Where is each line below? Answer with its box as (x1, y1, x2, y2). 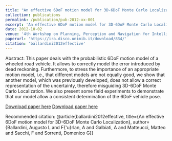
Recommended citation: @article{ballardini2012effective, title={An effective (5, 113, 164, 119)
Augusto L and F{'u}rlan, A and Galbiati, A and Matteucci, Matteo (29, 124, 166, 130)
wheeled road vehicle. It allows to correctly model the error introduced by (5, 60, 161, 67)
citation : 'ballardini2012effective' (5, 41, 86, 46)
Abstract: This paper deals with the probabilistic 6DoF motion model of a (5, 55, 159, 61)
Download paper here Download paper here (5, 103, 98, 110)
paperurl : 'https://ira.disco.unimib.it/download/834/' (5, 37, 127, 42)
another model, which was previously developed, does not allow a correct (5, 77, 161, 83)
